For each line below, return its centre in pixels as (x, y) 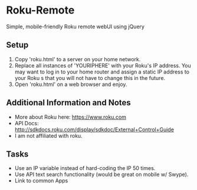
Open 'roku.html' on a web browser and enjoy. (71, 84)
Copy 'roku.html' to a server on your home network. (78, 59)
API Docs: (27, 123)
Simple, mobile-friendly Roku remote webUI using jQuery (75, 26)
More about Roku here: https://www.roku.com (70, 117)
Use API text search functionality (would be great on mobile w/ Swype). (101, 175)
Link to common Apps (41, 181)
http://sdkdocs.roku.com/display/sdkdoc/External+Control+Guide (94, 129)
